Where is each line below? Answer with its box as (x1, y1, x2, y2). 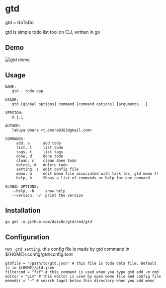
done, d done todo (16, 153, 64, 159)
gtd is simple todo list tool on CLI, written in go (5, 29, 100, 35)
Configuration (5, 233, 50, 241)
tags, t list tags (16, 149, 64, 154)
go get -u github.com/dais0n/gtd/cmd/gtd (5, 219, 92, 224)
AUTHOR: (5, 123, 21, 128)
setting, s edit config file (16, 167, 79, 172)
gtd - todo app (11, 88, 43, 93)
